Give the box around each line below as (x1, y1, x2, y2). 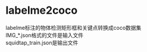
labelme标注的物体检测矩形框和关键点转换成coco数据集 (5, 24, 142, 31)
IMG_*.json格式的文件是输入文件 (5, 31, 84, 39)
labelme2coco (5, 4, 78, 17)
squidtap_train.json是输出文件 (5, 39, 79, 46)
